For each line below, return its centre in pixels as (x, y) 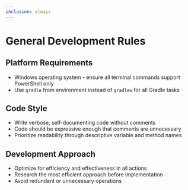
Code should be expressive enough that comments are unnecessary (98, 129)
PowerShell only (34, 83)
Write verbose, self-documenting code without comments (85, 123)
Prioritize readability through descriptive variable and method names (98, 135)
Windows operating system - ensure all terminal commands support (97, 77)
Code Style (26, 108)
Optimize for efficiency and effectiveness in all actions (80, 168)
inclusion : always (28, 12)
